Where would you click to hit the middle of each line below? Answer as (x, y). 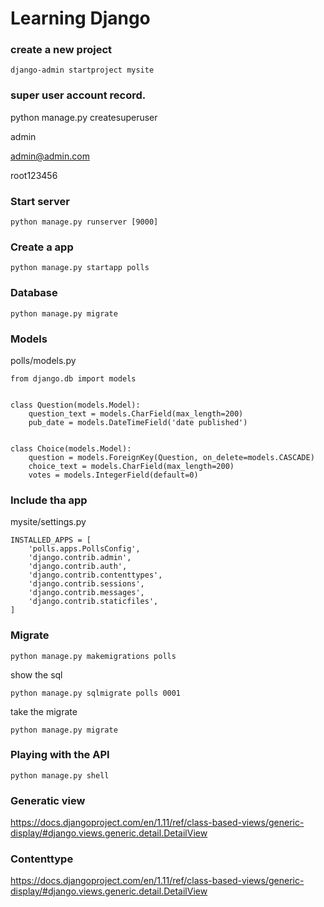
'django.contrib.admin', (80, 558)
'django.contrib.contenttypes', (95, 575)
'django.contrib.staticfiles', (93, 602)
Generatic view (48, 800)
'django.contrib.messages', (86, 593)
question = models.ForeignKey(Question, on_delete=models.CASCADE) (171, 457)
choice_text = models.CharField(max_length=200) (131, 466)
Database (34, 293)
